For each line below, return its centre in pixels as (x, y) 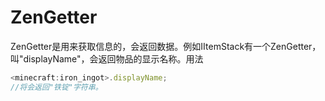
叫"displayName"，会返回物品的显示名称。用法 (107, 58)
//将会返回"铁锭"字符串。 (56, 87)
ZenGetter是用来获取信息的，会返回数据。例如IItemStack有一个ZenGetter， (166, 46)
